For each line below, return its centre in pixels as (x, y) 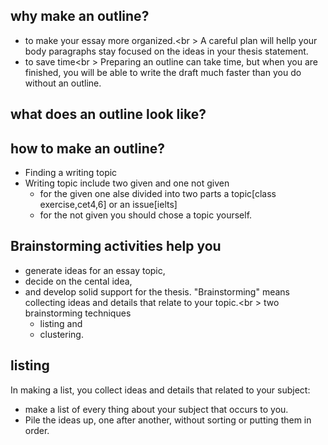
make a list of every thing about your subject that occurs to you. (156, 409)
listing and (61, 323)
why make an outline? (80, 16)
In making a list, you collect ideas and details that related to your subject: (160, 390)
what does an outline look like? (108, 114)
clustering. (61, 334)
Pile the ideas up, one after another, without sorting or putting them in (168, 420)
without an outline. (63, 83)
